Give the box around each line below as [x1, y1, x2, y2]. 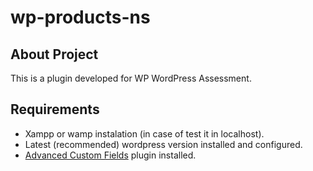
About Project [10, 46, 99, 63]
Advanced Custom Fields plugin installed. [24, 149, 197, 161]
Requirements [10, 101, 100, 118]
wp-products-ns [10, 6, 151, 29]
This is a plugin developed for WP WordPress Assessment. [10, 72, 252, 84]
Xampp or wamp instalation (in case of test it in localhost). [24, 127, 265, 140]
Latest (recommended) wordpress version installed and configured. [24, 138, 303, 150]
